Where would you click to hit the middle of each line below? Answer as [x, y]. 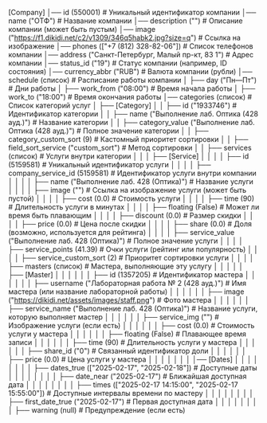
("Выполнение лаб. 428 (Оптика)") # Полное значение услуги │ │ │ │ [126, 241]
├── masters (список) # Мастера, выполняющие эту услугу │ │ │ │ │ [126, 266]
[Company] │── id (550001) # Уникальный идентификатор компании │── [132, 12]
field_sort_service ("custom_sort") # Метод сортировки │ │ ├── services [130, 148]
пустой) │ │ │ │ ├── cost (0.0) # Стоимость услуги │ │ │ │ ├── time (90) [132, 198]
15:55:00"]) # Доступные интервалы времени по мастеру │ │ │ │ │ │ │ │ [131, 393]
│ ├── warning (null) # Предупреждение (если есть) [97, 410]
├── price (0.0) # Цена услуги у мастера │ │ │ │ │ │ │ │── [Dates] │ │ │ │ [133, 359]
